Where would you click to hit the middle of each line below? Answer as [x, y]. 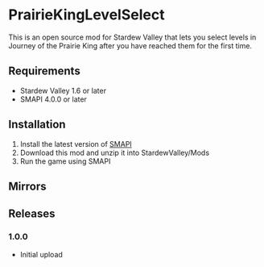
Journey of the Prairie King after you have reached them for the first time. [130, 45]
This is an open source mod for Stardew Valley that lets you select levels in [132, 37]
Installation [37, 125]
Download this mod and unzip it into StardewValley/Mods [115, 152]
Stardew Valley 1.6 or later [63, 90]
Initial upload [41, 254]
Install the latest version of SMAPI [76, 144]
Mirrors [27, 186]
